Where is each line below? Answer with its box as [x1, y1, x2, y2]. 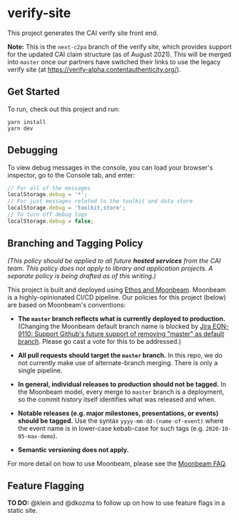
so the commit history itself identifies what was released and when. [17, 394, 216, 404]
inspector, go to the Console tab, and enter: [7, 170, 136, 179]
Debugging [7, 144, 59, 156]
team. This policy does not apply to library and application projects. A [7, 264, 213, 272]
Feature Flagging [7, 480, 84, 492]
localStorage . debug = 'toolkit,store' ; [7, 205, 126, 212]
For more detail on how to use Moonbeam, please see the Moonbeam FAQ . [7, 459, 227, 468]
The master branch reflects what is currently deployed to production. [17, 314, 226, 322]
